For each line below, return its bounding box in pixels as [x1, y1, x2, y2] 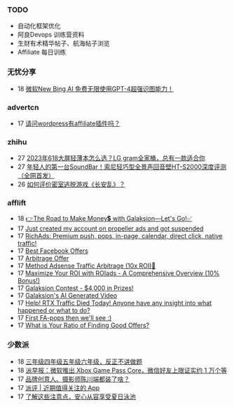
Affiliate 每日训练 [17, 48, 67, 57]
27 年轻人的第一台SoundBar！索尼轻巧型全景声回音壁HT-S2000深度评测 [17, 163, 226, 171]
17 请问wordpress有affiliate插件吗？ [17, 119, 121, 127]
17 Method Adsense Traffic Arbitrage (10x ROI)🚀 [17, 261, 156, 270]
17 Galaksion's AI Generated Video [17, 291, 118, 300]
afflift [7, 198, 27, 208]
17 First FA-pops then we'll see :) [17, 314, 112, 322]
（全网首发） [17, 172, 55, 180]
